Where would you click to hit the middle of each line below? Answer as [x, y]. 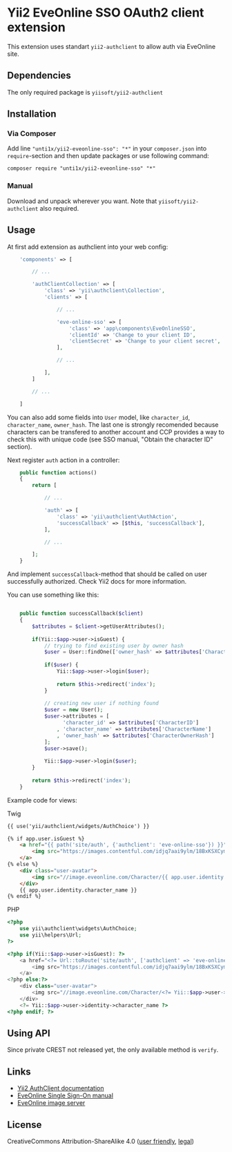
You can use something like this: [53, 595]
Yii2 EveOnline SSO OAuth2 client [106, 13]
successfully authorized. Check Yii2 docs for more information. [97, 582]
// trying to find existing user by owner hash [114, 646]
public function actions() [58, 472]
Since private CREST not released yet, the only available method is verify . [113, 1050]
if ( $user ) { [61, 665]
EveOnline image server [51, 1103]
